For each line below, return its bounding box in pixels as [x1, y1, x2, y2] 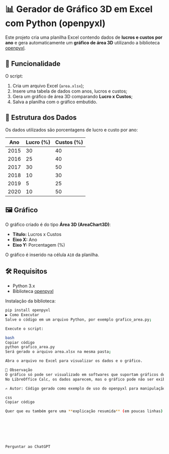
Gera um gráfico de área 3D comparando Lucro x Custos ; [12, 93, 133, 99]
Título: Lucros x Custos [12, 232, 62, 238]
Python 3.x [12, 283, 35, 289]
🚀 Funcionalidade [5, 59, 61, 68]
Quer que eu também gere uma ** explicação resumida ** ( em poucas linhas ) [5, 409, 163, 414]
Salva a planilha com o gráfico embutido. [12, 99, 98, 105]
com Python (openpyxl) [5, 18, 106, 29]
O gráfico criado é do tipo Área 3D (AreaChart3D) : [5, 221, 111, 228]
